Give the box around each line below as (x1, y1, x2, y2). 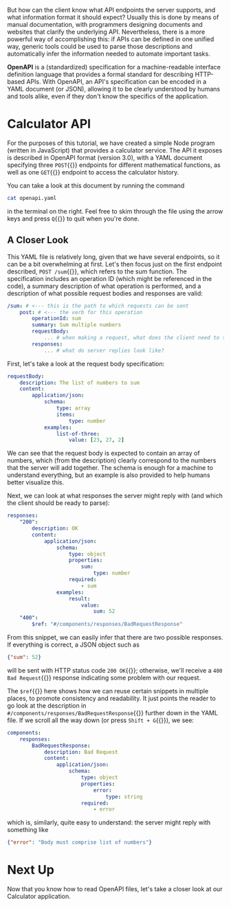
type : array (56, 405, 91, 412)
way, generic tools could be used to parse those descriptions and (7, 43, 192, 50)
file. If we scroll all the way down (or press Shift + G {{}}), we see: (7, 716, 195, 724)
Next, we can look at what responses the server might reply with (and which (7, 491, 223, 500)
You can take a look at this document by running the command (7, 181, 185, 190)
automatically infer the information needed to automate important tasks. (7, 49, 211, 58)
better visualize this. (7, 478, 64, 486)
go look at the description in (7, 701, 87, 710)
